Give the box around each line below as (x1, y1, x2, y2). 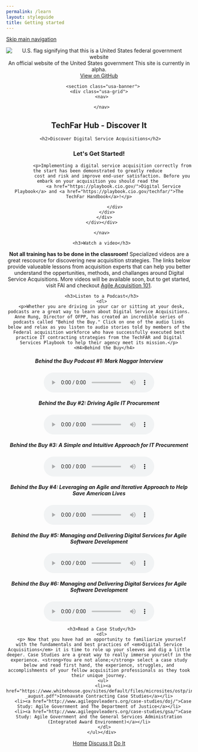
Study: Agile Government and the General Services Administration (15, 714, 183, 720)
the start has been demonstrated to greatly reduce (33, 168, 163, 174)
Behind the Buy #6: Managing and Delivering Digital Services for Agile (11, 580, 187, 587)
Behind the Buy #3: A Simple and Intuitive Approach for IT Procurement (9, 442, 189, 449)
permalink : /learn (6, 8, 51, 15)
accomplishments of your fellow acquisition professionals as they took (8, 668, 190, 674)
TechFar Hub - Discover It (51, 120, 147, 130)
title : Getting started (6, 19, 65, 25)
